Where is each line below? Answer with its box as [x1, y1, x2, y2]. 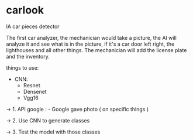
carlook [6, 4, 44, 17]
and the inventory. [6, 53, 50, 60]
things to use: [6, 64, 39, 71]
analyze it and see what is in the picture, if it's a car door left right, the [6, 40, 175, 47]
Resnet [23, 81, 40, 88]
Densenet [23, 88, 47, 95]
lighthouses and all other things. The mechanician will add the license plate [6, 46, 187, 53]
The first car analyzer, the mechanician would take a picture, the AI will [6, 34, 177, 41]
